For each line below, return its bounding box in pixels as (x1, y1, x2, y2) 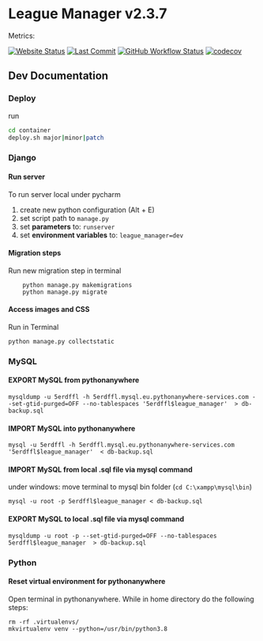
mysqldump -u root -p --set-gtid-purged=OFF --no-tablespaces (8, 532, 217, 540)
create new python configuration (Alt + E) (19, 205, 156, 214)
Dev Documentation (8, 69, 109, 83)
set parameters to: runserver (19, 222, 115, 231)
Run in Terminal (8, 322, 59, 332)
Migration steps (8, 248, 62, 258)
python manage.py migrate (22, 288, 108, 296)
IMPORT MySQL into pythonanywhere (8, 423, 136, 433)
